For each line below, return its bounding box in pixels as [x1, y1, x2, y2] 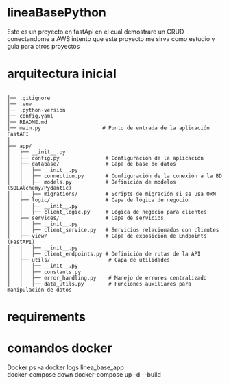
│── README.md [7, 119, 48, 125]
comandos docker [7, 340, 113, 356]
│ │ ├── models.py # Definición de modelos [7, 178, 176, 186]
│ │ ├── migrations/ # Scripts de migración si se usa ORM [7, 190, 216, 197]
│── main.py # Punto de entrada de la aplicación [7, 125, 210, 132]
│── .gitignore [7, 95, 51, 101]
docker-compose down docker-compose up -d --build [7, 371, 161, 378]
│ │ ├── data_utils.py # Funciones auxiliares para [7, 280, 192, 287]
